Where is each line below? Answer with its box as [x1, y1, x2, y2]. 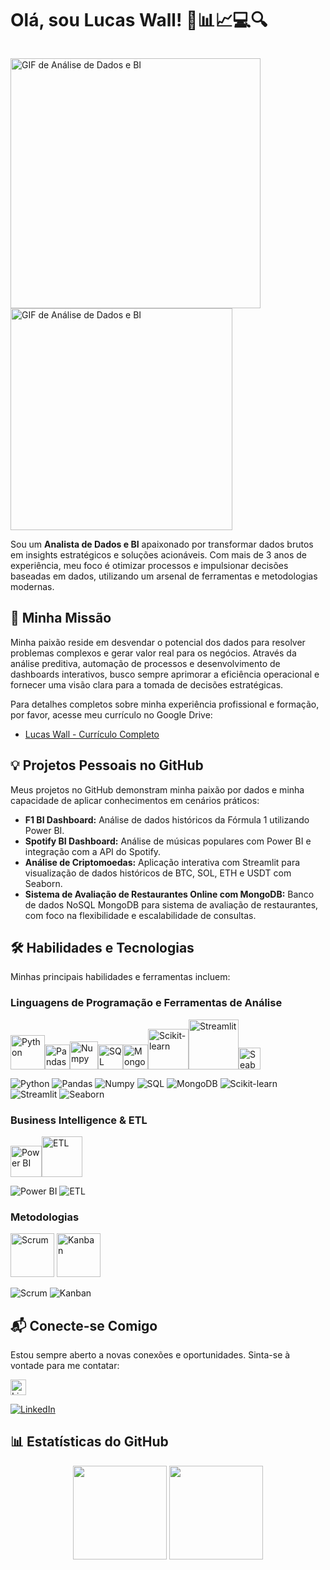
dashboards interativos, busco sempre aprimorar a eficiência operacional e [10, 668, 320, 680]
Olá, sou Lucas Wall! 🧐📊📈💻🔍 [10, 9, 268, 32]
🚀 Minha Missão [10, 610, 112, 627]
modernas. [10, 580, 55, 592]
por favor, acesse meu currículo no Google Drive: [10, 708, 213, 721]
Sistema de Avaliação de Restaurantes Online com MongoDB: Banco [24, 888, 315, 900]
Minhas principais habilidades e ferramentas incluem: [10, 971, 231, 983]
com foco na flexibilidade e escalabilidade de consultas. [24, 909, 257, 921]
